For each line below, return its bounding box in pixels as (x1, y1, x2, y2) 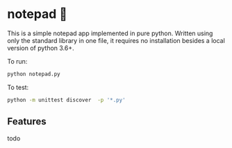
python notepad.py (7, 71, 60, 77)
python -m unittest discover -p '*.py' (7, 96, 126, 103)
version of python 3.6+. (7, 44, 74, 52)
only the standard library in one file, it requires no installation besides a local (7, 36, 226, 44)
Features (7, 115, 47, 127)
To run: (7, 57, 28, 65)
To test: (7, 83, 29, 91)
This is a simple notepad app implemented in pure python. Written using (7, 29, 213, 37)
